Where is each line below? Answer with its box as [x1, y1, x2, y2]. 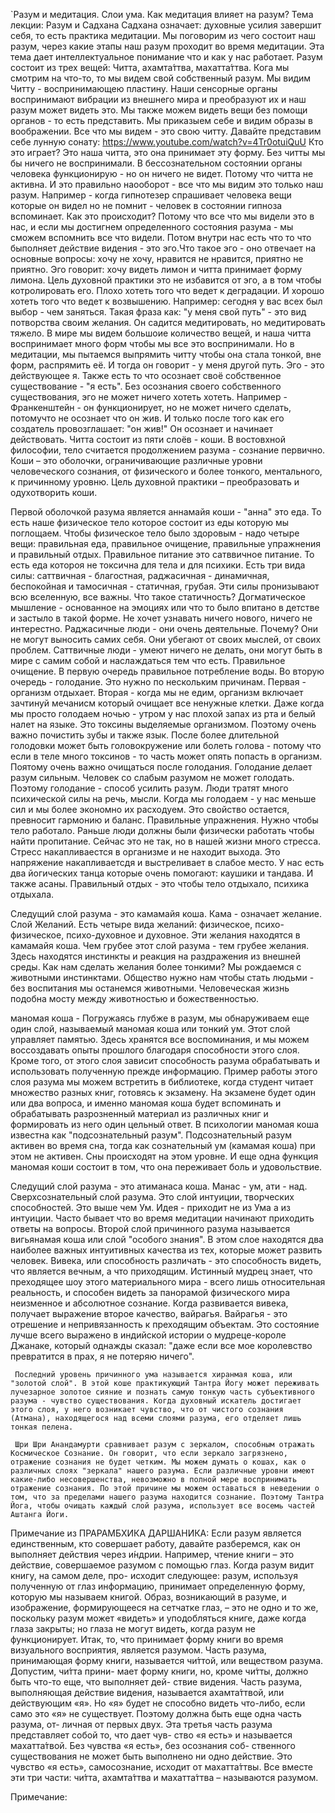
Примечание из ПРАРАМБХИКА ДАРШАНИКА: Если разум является [10, 1527, 302, 1539]
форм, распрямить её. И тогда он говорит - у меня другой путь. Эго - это [10, 359, 325, 371]
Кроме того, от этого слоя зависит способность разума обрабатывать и [10, 1055, 320, 1066]
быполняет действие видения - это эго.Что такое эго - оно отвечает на [10, 242, 317, 254]
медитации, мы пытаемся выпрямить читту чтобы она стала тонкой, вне [10, 349, 322, 360]
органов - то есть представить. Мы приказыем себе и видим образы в [10, 115, 313, 126]
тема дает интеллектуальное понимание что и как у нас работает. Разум [10, 51, 323, 63]
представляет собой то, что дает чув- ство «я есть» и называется [10, 1729, 293, 1741]
